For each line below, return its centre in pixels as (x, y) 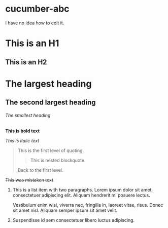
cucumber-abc (37, 9)
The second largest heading (51, 103)
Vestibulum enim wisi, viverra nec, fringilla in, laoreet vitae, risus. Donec (88, 205)
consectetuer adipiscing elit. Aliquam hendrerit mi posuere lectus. (81, 195)
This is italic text (22, 141)
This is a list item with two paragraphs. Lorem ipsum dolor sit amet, (83, 190)
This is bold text (22, 131)
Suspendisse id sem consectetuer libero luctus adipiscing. (74, 220)
